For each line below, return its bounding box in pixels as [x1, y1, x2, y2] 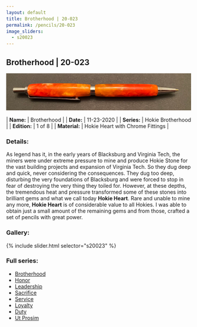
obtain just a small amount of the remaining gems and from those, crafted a [6, 207, 190, 214]
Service [14, 295, 34, 302]
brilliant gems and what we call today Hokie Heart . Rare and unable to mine [6, 195, 190, 202]
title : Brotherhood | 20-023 [6, 15, 78, 22]
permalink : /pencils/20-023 [6, 22, 76, 28]
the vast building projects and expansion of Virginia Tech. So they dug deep [6, 163, 191, 171]
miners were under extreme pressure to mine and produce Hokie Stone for [6, 157, 188, 164]
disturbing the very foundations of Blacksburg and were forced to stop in [6, 176, 184, 183]
